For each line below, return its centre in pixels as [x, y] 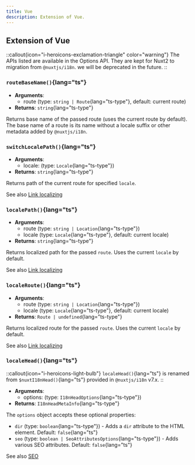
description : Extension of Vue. [45, 17]
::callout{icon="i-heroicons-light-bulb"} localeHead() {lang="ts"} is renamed [97, 373]
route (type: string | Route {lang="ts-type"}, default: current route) [105, 101]
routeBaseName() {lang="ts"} [46, 83]
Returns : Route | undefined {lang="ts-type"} [68, 316]
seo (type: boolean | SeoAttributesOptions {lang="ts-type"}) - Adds [96, 438]
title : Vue [19, 11]
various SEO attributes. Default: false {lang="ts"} [73, 445]
